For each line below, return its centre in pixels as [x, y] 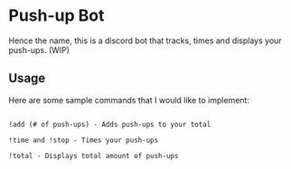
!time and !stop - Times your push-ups [84, 140]
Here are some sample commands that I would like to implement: [129, 100]
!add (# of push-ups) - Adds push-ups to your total [110, 124]
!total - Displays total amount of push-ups [94, 156]
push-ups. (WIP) [39, 49]
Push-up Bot [56, 16]
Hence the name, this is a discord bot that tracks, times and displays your [145, 40]
